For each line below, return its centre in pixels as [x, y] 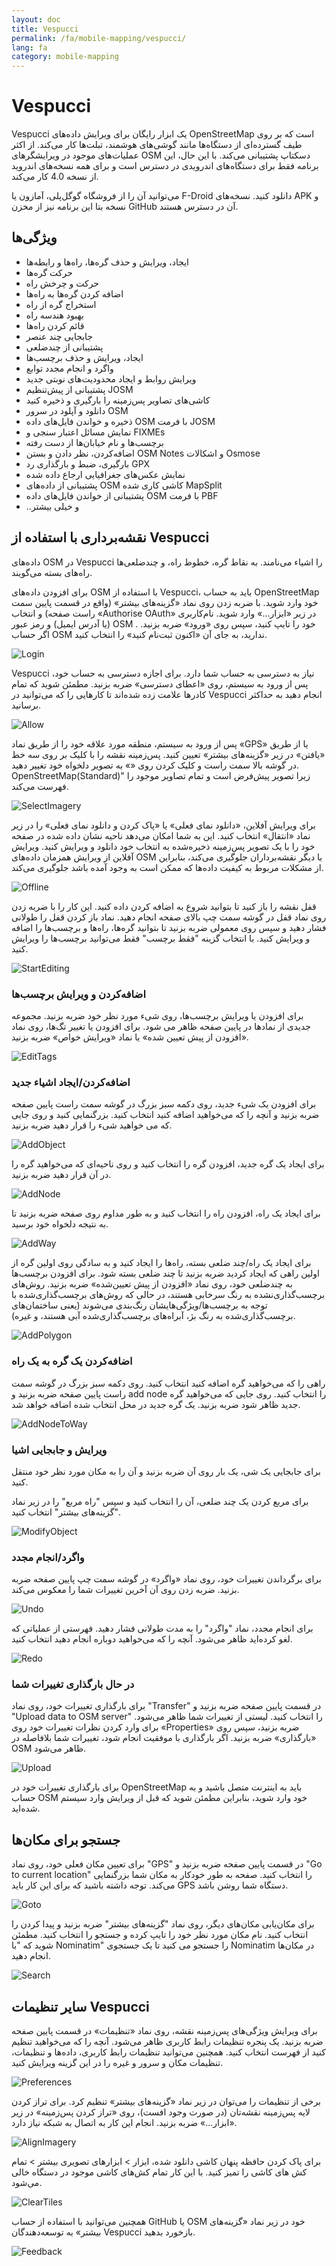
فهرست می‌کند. [40, 786]
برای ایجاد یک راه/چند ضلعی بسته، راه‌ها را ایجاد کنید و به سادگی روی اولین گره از [161, 1263]
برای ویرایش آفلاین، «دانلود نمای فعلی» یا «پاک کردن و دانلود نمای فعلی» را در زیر [163, 825]
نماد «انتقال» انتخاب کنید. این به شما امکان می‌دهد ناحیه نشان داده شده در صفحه [161, 835]
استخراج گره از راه [61, 304]
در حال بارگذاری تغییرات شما [73, 1684]
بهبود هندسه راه [54, 315]
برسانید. [26, 705]
